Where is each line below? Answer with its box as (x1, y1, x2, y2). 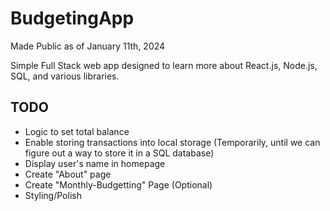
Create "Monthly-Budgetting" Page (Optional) (24, 178, 213, 191)
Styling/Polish (24, 189, 82, 201)
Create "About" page (24, 168, 112, 180)
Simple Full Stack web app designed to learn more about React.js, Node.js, (10, 59, 318, 71)
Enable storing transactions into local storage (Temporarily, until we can (24, 136, 321, 148)
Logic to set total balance (24, 125, 130, 137)
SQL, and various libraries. (10, 70, 120, 82)
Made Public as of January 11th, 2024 (10, 40, 166, 52)
